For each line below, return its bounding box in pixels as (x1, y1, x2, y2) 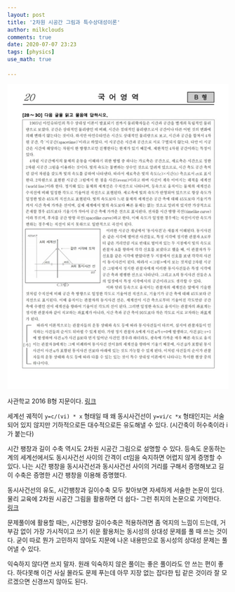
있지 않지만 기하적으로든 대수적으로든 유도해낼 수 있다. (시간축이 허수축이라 (20, 421, 225, 429)
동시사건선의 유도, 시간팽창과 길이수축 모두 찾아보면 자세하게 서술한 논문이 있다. (7, 486, 224, 494)
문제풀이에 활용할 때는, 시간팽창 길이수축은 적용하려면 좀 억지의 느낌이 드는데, (7, 518, 219, 527)
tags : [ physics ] (7, 49, 55, 56)
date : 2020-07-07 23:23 (7, 41, 77, 49)
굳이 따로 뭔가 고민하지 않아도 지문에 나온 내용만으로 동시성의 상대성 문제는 (16, 536, 221, 544)
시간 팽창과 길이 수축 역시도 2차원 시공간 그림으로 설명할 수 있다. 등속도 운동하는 (7, 444, 226, 453)
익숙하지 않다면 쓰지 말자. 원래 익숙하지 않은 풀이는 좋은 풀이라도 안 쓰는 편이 (7, 560, 217, 568)
